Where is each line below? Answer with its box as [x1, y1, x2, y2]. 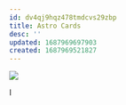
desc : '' [9, 29, 42, 38]
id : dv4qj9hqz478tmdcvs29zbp [9, 12, 117, 22]
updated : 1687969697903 [9, 37, 98, 47]
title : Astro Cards [9, 21, 82, 30]
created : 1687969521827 [9, 46, 98, 55]
